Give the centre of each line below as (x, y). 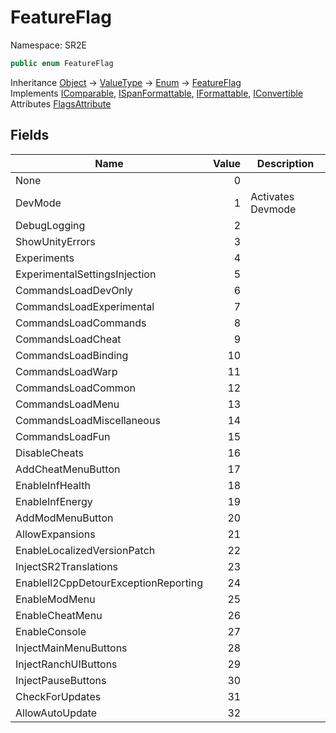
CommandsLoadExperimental (85, 306)
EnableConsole (51, 631)
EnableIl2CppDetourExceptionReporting (109, 583)
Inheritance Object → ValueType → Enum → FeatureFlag (126, 82)
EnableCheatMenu (59, 615)
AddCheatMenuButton (68, 469)
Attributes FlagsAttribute (61, 103)
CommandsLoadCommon (75, 388)
